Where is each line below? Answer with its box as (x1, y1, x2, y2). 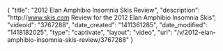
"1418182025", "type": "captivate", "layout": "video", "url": (7, 28, 173, 36)
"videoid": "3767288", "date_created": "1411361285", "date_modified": (7, 21, 208, 29)
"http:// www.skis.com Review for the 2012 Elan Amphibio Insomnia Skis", (7, 13, 217, 22)
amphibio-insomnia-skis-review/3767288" (7, 36, 130, 44)
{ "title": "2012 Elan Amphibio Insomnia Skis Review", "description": (7, 6, 200, 14)
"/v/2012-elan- (174, 28, 216, 36)
